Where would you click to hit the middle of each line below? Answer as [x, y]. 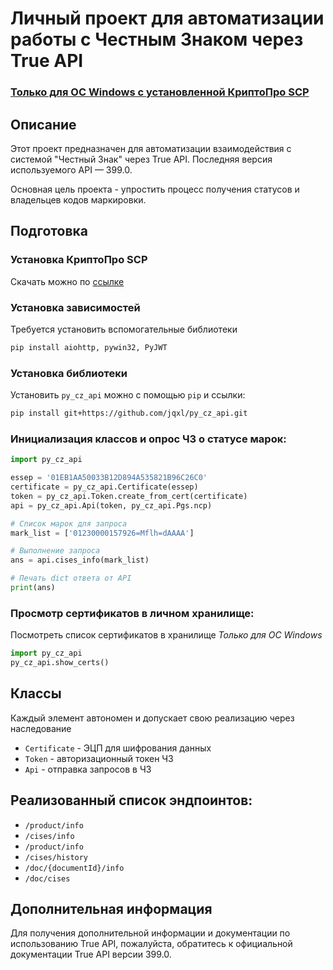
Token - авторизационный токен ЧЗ [99, 758]
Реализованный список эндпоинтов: [131, 800]
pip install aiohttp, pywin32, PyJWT [89, 347]
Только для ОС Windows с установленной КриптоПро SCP [160, 92]
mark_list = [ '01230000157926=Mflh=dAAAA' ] [102, 533]
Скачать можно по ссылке [67, 281]
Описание [43, 124]
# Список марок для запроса [69, 523]
